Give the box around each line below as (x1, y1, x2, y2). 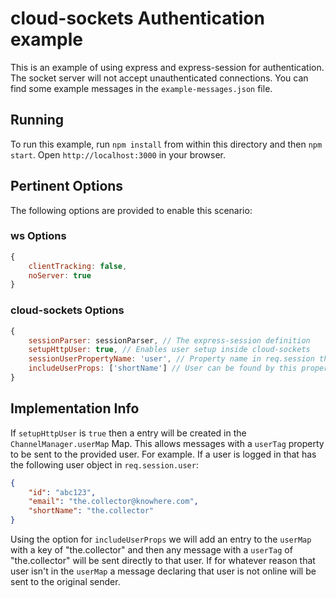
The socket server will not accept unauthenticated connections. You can (10, 72, 309, 84)
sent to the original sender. (10, 576, 121, 588)
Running (10, 112, 65, 129)
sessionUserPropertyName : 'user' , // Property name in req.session (28, 354, 315, 364)
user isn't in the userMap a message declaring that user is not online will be (10, 565, 317, 577)
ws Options (10, 229, 67, 243)
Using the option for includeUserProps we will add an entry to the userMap (10, 533, 312, 546)
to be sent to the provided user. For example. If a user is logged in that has (10, 448, 317, 460)
